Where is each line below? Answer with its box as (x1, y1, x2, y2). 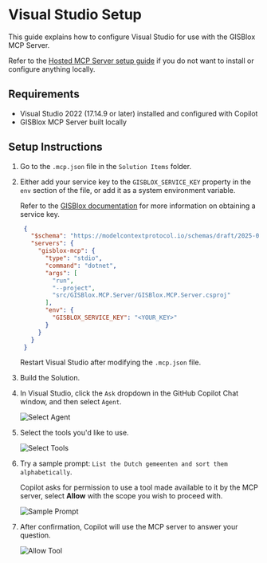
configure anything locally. (8, 64, 96, 73)
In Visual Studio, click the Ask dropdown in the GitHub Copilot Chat (19, 388, 239, 398)
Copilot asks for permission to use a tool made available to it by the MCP (19, 482, 259, 492)
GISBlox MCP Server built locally (19, 117, 128, 127)
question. (19, 530, 51, 540)
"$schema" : (30, 232, 67, 240)
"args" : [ (45, 269, 78, 277)
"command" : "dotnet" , (45, 262, 117, 270)
